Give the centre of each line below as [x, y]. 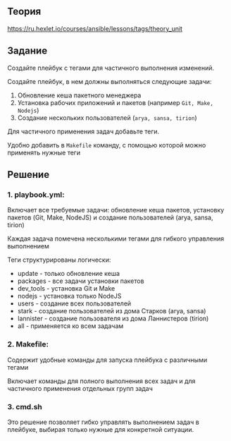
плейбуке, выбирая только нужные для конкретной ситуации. [101, 429]
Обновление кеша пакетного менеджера [79, 95]
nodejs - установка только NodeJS [69, 296]
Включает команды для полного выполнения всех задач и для [101, 381]
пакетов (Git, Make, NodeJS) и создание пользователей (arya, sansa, [110, 217]
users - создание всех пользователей [74, 303]
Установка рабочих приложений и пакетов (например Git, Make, [115, 102]
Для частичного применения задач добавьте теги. [83, 131]
